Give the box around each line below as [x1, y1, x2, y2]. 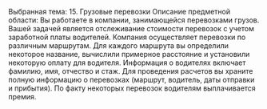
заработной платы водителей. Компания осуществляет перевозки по [8, 32, 246, 42]
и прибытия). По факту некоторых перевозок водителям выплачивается [8, 83, 256, 93]
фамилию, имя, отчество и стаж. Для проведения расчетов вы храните [8, 67, 253, 75]
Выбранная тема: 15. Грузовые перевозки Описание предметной [8, 7, 230, 16]
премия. [8, 92, 37, 101]
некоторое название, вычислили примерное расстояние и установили [8, 50, 250, 59]
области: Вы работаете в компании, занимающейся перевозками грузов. [8, 15, 260, 25]
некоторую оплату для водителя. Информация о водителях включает [8, 58, 246, 67]
